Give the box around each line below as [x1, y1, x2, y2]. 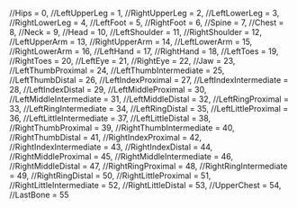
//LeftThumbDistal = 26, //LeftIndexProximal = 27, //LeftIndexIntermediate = [9, 75, 289, 85]
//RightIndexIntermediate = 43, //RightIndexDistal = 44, [9, 141, 213, 152]
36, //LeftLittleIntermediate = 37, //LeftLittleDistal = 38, [9, 113, 211, 123]
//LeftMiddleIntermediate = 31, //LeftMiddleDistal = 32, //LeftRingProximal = [9, 94, 290, 104]
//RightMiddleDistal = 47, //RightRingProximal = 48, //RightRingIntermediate [9, 161, 288, 171]
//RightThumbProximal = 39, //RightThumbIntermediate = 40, [9, 122, 236, 133]
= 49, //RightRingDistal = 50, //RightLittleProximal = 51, [9, 170, 211, 181]
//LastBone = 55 [9, 189, 69, 200]
